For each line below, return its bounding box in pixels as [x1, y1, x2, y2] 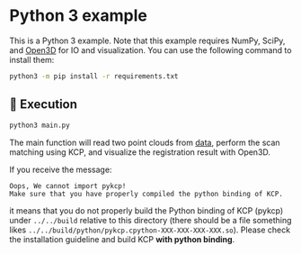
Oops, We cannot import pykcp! [9, 181, 127, 190]
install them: [9, 54, 55, 65]
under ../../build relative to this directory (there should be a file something [9, 214, 292, 225]
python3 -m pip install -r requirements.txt [9, 71, 179, 81]
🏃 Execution [9, 96, 78, 113]
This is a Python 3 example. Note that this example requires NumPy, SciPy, [9, 35, 286, 46]
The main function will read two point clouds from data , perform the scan [9, 137, 280, 148]
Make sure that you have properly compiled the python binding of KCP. [9, 189, 283, 198]
